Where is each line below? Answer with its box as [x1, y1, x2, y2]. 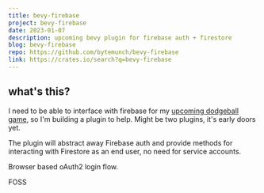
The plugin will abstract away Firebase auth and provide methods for [8, 138, 233, 147]
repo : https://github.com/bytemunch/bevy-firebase [8, 48, 179, 56]
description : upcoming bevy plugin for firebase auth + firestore [8, 33, 232, 42]
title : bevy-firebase [8, 11, 80, 20]
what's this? [8, 85, 71, 99]
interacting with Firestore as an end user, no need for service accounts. [8, 146, 242, 156]
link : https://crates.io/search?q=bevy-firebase [8, 56, 172, 64]
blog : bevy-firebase [8, 41, 77, 49]
